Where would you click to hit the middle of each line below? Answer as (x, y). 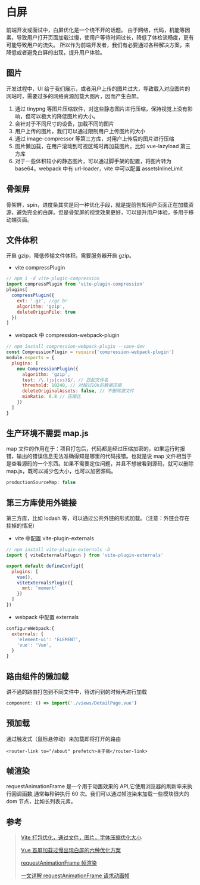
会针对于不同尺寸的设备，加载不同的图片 (64, 124)
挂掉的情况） (22, 526)
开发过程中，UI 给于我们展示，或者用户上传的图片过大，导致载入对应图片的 (98, 88)
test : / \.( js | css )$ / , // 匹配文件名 (65, 380)
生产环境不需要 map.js (48, 434)
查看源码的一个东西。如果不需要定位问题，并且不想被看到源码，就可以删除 (102, 464)
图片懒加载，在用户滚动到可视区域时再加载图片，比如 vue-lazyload (97, 146)
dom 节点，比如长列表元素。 (41, 801)
